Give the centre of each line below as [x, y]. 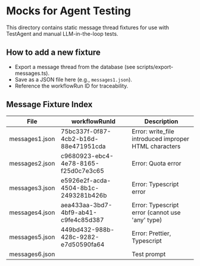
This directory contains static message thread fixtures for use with [88, 27]
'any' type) [147, 220]
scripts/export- [155, 67]
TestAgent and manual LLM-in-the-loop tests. [62, 33]
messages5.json [32, 237]
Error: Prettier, [151, 233]
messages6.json [32, 254]
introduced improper [160, 139]
